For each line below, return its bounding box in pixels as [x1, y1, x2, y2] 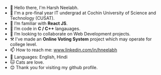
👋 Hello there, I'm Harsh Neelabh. [9, 5, 79, 10]
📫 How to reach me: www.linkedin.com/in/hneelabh [9, 47, 117, 53]
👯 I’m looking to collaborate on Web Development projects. [9, 31, 131, 37]
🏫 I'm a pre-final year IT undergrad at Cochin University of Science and [9, 10, 156, 16]
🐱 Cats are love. [9, 59, 44, 65]
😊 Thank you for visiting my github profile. [9, 65, 98, 70]
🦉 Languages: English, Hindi [9, 54, 68, 60]
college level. [9, 41, 37, 47]
